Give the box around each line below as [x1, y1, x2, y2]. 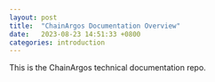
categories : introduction [9, 37, 105, 47]
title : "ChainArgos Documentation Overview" [9, 21, 180, 30]
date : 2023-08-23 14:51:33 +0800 [9, 29, 141, 38]
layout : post [9, 12, 58, 22]
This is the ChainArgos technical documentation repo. [9, 62, 206, 73]
